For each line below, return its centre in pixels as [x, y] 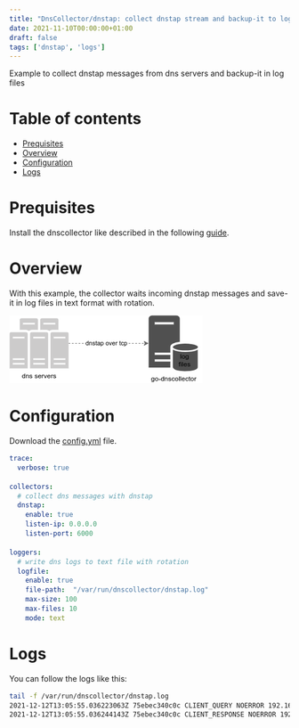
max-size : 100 [51, 600]
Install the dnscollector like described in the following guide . [119, 233]
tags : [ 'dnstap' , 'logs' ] [57, 47]
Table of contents [76, 119]
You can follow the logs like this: [68, 678]
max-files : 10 [51, 609]
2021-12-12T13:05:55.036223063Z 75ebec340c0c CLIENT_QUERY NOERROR [137, 705]
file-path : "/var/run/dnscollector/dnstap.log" [117, 590]
